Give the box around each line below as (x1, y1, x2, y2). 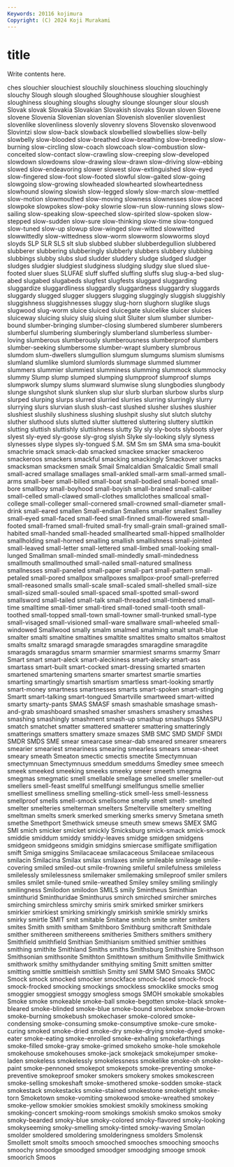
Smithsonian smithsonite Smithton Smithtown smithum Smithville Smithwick (7, 952, 225, 961)
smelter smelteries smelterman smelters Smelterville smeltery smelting (7, 804, 212, 812)
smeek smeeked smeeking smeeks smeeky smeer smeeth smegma (7, 767, 202, 775)
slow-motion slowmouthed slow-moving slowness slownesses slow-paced (7, 195, 223, 203)
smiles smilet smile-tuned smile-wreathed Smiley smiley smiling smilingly (7, 878, 218, 887)
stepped (7, 217, 31, 226)
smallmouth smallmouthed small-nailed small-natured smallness (7, 559, 192, 567)
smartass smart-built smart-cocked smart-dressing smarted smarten (7, 663, 206, 671)
